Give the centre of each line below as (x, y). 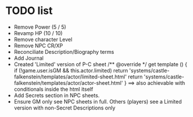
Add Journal (29, 58)
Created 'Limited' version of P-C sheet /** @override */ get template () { (101, 64)
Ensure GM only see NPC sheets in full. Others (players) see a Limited (98, 101)
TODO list (29, 11)
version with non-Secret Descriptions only (65, 108)
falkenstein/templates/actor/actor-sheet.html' (68, 82)
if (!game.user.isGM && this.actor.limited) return (71, 70)
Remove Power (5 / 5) (40, 27)
